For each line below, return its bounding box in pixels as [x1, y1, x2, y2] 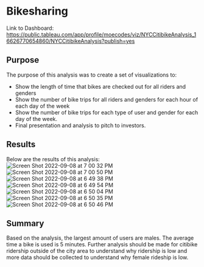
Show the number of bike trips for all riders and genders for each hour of [15, 95, 199, 103]
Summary [6, 218, 44, 229]
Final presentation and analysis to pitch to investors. [15, 122, 146, 129]
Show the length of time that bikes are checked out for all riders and [15, 83, 186, 90]
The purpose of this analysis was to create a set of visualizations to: [6, 71, 177, 78]
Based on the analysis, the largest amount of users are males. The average [6, 234, 194, 241]
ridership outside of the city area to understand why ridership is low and [6, 248, 188, 255]
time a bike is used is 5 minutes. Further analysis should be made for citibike [6, 241, 198, 248]
